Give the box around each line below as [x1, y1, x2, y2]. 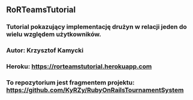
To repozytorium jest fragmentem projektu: [6, 78, 135, 87]
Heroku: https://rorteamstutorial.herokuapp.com [6, 62, 152, 71]
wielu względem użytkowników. [6, 30, 102, 38]
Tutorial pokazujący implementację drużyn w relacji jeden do [6, 23, 187, 31]
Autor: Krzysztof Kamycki [6, 46, 84, 54]
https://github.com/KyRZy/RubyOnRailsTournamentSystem [6, 86, 184, 95]
